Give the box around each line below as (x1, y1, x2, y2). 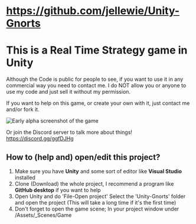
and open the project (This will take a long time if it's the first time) (14, 199, 177, 206)
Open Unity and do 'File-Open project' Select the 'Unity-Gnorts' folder (14, 193, 186, 200)
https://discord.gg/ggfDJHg (6, 135, 74, 142)
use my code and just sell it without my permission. (6, 88, 131, 95)
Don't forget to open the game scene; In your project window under (14, 205, 179, 212)
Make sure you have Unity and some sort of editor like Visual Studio (14, 167, 182, 174)
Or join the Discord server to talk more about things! (6, 129, 133, 136)
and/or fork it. (6, 106, 40, 113)
